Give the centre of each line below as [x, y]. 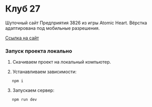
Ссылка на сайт [22, 38]
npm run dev [24, 100]
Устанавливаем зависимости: [45, 72]
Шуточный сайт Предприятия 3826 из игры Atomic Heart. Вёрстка [76, 23]
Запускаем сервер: [33, 90]
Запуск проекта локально [39, 51]
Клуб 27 [23, 9]
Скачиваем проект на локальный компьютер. [62, 62]
